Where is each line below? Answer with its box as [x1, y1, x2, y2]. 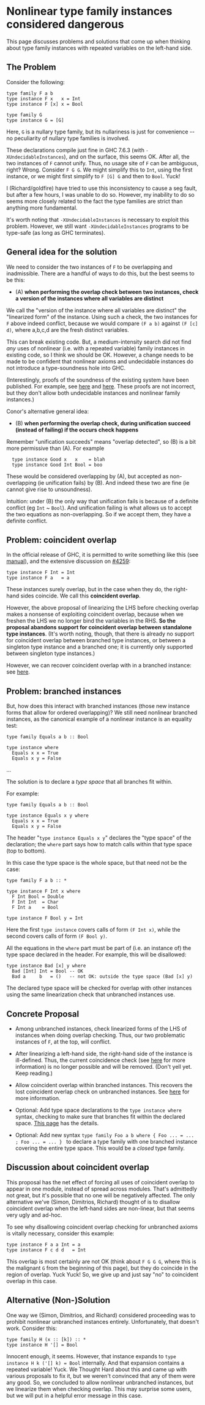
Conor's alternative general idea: [6, 407, 89, 415]
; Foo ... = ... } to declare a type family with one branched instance [15, 1138, 198, 1145]
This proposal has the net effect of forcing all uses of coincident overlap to [6, 1178, 195, 1186]
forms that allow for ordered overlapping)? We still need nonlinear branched [6, 709, 198, 717]
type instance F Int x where [6, 888, 81, 895]
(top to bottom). [6, 847, 47, 855]
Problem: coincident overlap [6, 535, 117, 545]
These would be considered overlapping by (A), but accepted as [6, 472, 169, 480]
